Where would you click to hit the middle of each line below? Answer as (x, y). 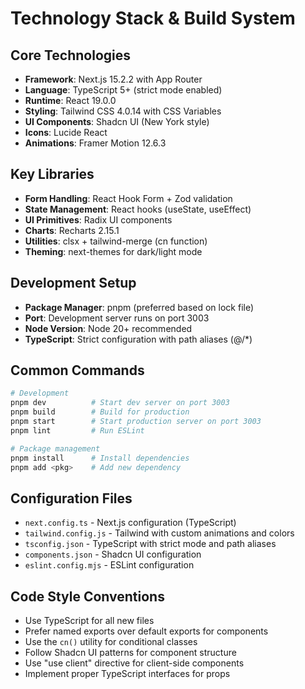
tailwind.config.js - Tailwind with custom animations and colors (159, 533)
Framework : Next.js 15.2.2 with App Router (113, 79)
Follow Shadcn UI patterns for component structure (130, 653)
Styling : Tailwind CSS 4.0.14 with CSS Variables (123, 111)
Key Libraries (52, 174)
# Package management (55, 448)
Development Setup (73, 283)
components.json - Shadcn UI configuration (113, 554)
